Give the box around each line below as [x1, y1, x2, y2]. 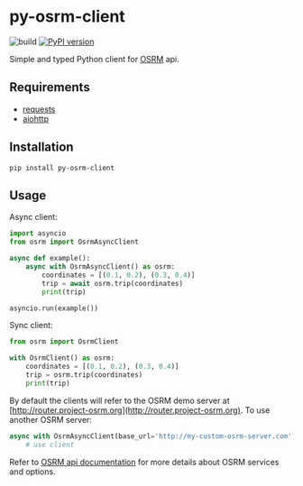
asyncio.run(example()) [9, 304, 99, 313]
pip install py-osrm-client [9, 163, 115, 172]
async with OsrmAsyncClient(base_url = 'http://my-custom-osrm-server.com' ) [9, 431, 297, 441]
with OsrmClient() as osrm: [9, 353, 115, 362]
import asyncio [9, 229, 67, 238]
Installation [9, 140, 74, 155]
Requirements [9, 79, 90, 96]
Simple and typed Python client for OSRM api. [9, 53, 180, 64]
